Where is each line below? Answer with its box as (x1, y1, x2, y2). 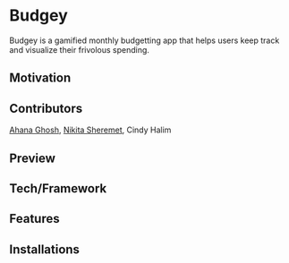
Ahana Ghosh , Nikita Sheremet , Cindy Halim (9, 124, 172, 135)
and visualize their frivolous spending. (9, 44, 150, 55)
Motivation (9, 71, 72, 86)
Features (9, 211, 60, 226)
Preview (9, 150, 56, 165)
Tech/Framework (9, 181, 107, 196)
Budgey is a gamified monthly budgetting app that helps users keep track (9, 35, 280, 46)
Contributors (9, 100, 83, 116)
